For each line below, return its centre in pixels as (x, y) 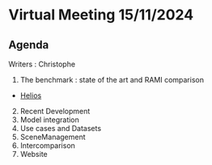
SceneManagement (53, 137)
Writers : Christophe (42, 64)
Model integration (49, 120)
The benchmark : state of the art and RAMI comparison (112, 80)
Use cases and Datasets (61, 128)
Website (34, 154)
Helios (31, 95)
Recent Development (55, 111)
